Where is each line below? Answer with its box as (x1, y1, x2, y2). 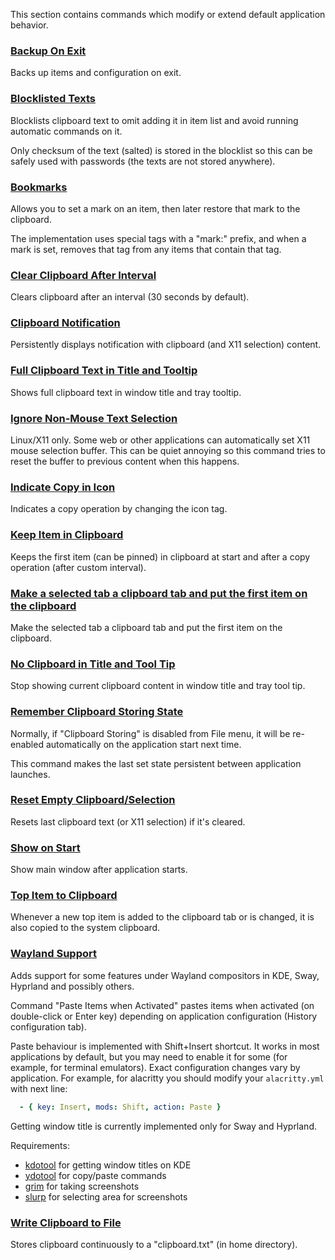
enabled (10, 738, 44, 750)
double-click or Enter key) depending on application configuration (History (10, 1010, 318, 1022)
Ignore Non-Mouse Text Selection (10, 411, 178, 425)
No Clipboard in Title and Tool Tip (10, 657, 176, 671)
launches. (10, 768, 51, 780)
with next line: (10, 1082, 68, 1094)
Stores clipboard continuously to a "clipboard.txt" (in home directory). (10, 1238, 298, 1250)
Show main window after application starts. (10, 864, 188, 876)
